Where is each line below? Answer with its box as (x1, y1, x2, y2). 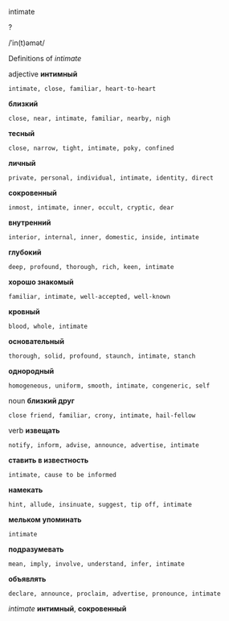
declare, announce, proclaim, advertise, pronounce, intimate (8, 590, 221, 598)
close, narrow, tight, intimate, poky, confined (8, 144, 174, 152)
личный (8, 159, 36, 168)
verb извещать (8, 426, 60, 435)
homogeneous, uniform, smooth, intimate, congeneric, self (8, 382, 211, 390)
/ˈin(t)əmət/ (8, 38, 46, 48)
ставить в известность (8, 455, 89, 465)
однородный (8, 366, 55, 375)
